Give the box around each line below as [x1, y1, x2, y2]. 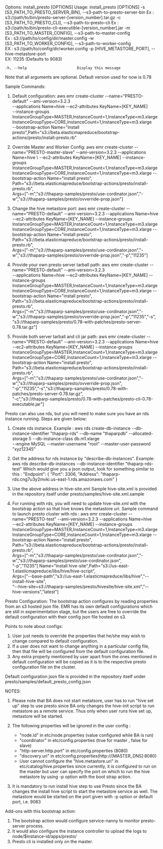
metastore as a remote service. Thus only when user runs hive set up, [12, 708, 152, 714]
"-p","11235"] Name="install [12, 563, 68, 569]
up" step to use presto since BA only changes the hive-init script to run [12, 703, 155, 709]
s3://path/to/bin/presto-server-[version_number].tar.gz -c [5, 15, 121, 20]
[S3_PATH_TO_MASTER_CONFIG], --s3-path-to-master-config [5, 30, 130, 36]
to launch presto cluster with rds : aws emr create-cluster [12, 511, 127, 516]
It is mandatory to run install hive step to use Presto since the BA [12, 783, 142, 789]
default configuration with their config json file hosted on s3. [5, 614, 127, 620]
